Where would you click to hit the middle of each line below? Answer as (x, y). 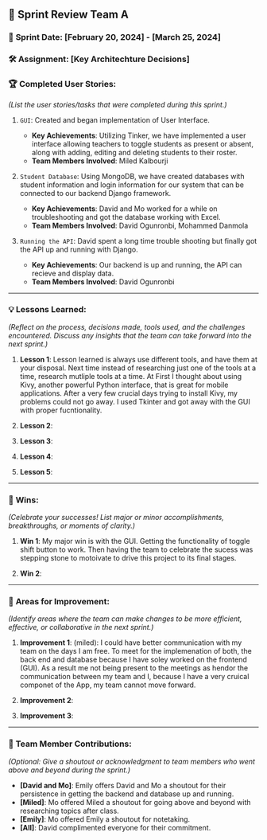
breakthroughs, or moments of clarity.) (72, 525)
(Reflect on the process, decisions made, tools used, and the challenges (127, 326)
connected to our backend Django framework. (95, 193)
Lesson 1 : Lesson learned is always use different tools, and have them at (139, 359)
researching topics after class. (69, 811)
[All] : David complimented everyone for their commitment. (115, 827)
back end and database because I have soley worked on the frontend (133, 660)
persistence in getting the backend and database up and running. (127, 794)
